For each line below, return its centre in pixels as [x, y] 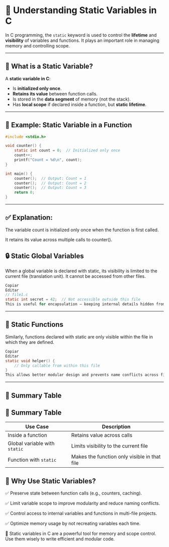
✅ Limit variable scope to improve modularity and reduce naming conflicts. [83, 503]
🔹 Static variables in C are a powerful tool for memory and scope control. [81, 534]
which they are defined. [30, 342]
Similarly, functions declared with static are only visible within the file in [79, 337]
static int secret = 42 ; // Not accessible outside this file [73, 300]
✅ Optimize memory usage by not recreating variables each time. [73, 524]
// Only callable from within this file [57, 366]
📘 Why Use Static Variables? [51, 481]
